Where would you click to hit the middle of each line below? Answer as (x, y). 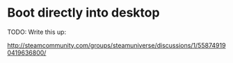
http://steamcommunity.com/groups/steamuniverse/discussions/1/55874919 (116, 45)
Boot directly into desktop (83, 13)
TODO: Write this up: (37, 32)
